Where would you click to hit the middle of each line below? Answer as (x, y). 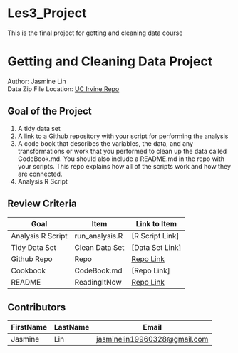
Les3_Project (47, 13)
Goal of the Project (50, 111)
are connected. (40, 174)
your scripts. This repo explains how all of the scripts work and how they (124, 166)
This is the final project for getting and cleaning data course (95, 33)
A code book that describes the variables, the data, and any (105, 143)
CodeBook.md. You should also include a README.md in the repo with (121, 159)
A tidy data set (39, 128)
